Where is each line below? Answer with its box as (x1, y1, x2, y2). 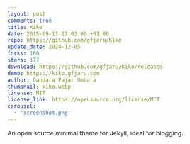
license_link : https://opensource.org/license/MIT (7, 96, 160, 104)
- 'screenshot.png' (13, 109, 72, 116)
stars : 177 (7, 57, 40, 64)
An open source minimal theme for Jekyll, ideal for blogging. (7, 128, 184, 137)
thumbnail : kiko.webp (7, 83, 72, 90)
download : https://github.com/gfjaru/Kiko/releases (7, 63, 163, 70)
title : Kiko (7, 23, 43, 31)
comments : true (7, 17, 52, 24)
